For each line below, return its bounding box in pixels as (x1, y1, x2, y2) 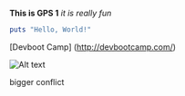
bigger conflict (9, 76, 65, 87)
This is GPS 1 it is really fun (9, 8, 112, 18)
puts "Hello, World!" (9, 25, 92, 34)
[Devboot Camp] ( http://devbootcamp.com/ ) (9, 41, 176, 53)
